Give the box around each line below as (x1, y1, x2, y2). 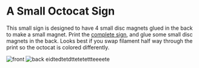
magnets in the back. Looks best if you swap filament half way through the (6, 37, 193, 44)
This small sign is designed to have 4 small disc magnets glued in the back (6, 24, 193, 32)
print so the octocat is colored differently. (6, 44, 110, 51)
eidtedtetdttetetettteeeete (45, 55, 110, 63)
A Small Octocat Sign (6, 4, 115, 18)
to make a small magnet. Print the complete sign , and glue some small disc (6, 30, 193, 38)
